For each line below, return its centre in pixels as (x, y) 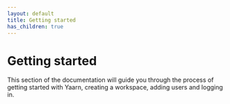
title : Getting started (42, 20)
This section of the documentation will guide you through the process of (110, 80)
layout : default (31, 14)
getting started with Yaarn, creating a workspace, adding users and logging (115, 87)
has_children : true (35, 26)
